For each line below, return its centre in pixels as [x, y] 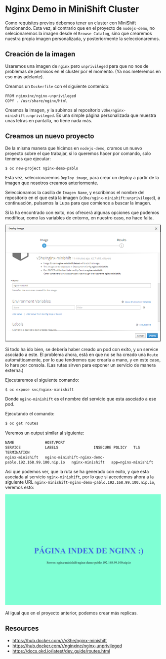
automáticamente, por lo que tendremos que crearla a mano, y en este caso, [83, 359]
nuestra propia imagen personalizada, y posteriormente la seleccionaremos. [83, 39]
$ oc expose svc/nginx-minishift [40, 390]
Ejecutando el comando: [30, 414]
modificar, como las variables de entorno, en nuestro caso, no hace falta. [80, 218]
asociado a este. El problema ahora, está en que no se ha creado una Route [82, 355]
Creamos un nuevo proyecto [50, 136]
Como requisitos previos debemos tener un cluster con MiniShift [71, 23]
